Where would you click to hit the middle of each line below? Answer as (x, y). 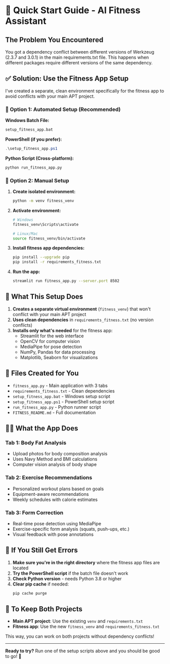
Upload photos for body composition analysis (60, 454)
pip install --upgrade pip (41, 257)
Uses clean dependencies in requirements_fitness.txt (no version (83, 320)
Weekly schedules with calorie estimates (55, 499)
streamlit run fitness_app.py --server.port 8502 (66, 281)
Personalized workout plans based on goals (58, 489)
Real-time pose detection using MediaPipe (57, 523)
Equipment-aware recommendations (51, 494)
